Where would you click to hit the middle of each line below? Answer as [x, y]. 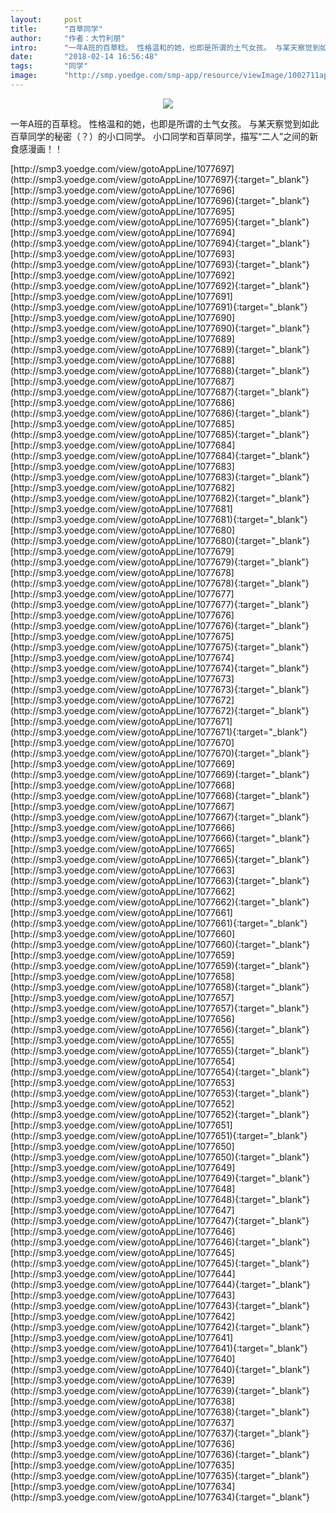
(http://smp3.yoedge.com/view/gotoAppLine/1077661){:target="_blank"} [159, 923]
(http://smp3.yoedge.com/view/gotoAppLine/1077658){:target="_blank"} [160, 987]
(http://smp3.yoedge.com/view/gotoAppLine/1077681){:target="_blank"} [159, 519]
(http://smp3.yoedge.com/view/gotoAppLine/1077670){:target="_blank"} [160, 753]
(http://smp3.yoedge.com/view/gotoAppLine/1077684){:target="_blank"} [160, 455]
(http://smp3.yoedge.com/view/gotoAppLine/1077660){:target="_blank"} [160, 944]
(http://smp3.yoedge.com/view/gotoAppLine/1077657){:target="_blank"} [160, 1008]
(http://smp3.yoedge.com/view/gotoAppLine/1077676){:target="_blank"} [160, 625]
